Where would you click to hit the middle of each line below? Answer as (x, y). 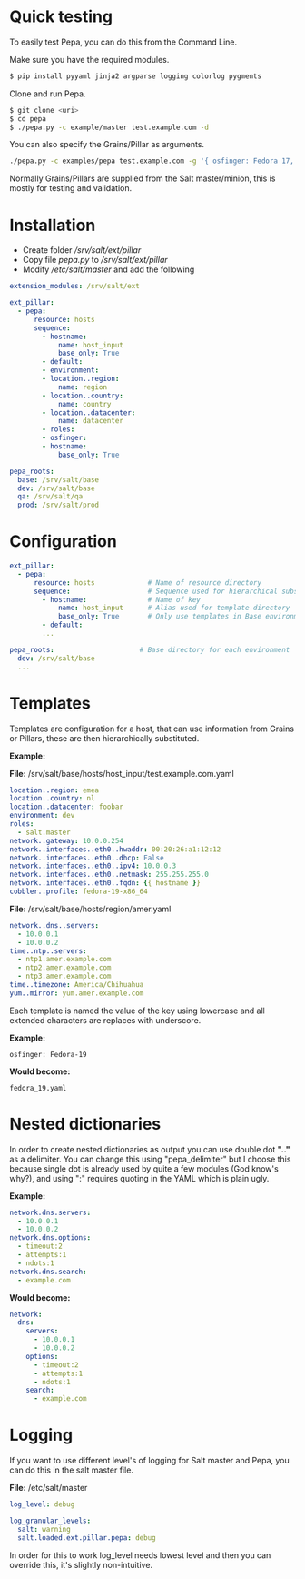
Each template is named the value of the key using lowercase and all (137, 1011)
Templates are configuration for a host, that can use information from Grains (152, 729)
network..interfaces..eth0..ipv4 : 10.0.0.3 (93, 866)
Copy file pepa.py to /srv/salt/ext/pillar (95, 260)
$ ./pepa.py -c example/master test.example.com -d (109, 127)
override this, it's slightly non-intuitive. (81, 1564)
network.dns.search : (49, 1272)
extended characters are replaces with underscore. (105, 1020)
